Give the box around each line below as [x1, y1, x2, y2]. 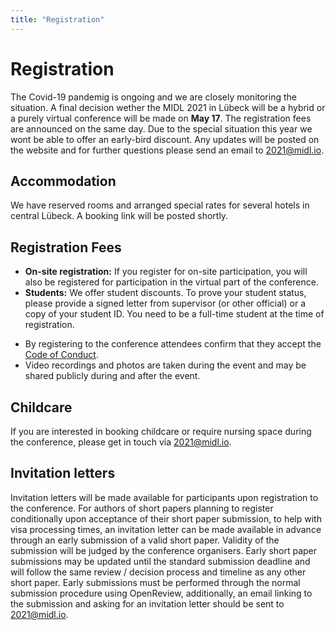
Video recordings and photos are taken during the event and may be [24, 359, 307, 371]
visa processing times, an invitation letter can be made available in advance [10, 523, 322, 535]
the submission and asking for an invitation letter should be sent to [10, 597, 285, 610]
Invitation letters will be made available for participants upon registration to [10, 491, 319, 503]
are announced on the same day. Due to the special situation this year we [10, 122, 313, 135]
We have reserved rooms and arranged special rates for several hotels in [10, 199, 310, 211]
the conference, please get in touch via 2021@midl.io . [10, 436, 232, 448]
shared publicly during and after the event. [24, 370, 201, 382]
